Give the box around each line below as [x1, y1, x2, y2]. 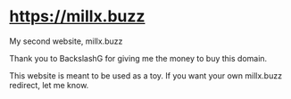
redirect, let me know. [9, 79, 89, 90]
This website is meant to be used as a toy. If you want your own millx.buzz [9, 70, 283, 81]
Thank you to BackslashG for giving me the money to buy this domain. [9, 53, 268, 63]
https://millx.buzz [9, 6, 145, 27]
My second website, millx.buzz [9, 36, 123, 46]
